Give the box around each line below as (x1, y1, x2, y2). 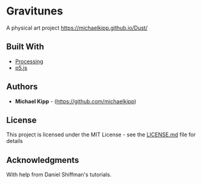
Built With (6, 42, 44, 52)
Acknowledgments (6, 155, 80, 165)
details (6, 138, 23, 145)
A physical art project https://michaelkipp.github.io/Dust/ (6, 24, 148, 31)
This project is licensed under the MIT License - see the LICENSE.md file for (6, 131, 196, 138)
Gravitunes (6, 4, 64, 18)
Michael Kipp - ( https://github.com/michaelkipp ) (15, 98, 137, 105)
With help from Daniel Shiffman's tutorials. (6, 171, 112, 179)
